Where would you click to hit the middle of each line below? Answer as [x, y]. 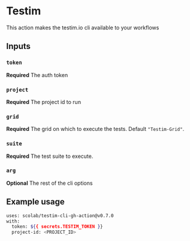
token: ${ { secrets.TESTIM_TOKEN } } [57, 227]
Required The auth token [37, 75]
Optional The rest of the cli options [49, 183]
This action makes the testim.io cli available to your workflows [83, 28]
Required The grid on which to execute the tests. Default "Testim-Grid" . [95, 129]
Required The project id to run [44, 102]
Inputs [19, 46]
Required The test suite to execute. [50, 156]
